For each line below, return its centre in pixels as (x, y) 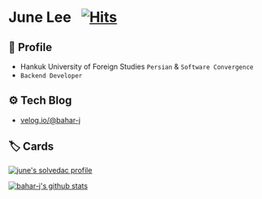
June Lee (40, 17)
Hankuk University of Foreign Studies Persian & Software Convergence (137, 66)
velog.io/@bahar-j (50, 120)
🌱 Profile (30, 47)
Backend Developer (51, 76)
